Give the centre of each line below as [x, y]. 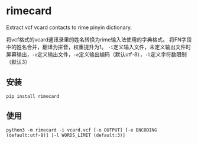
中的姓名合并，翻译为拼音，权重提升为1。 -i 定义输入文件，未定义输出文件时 [98, 47]
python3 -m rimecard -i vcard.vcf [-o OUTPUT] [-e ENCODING [82, 130]
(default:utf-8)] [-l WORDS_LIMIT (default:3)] [66, 135]
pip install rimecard [33, 96]
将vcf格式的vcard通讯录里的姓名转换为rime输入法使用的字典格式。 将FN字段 [99, 39]
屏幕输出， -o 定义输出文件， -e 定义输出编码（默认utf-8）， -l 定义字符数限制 [97, 54]
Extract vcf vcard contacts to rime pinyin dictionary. [69, 27]
